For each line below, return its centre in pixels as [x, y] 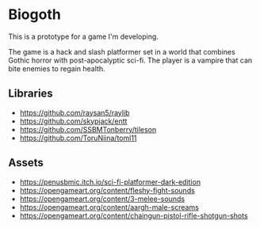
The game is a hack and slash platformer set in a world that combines [122, 51]
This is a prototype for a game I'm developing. [83, 36]
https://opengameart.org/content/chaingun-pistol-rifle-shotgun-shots [134, 215]
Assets [26, 163]
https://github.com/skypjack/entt [73, 121]
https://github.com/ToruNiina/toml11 [78, 138]
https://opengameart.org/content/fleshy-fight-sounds [107, 190]
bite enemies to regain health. [57, 68]
